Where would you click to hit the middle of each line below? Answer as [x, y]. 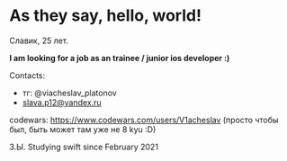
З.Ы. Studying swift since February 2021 [84, 147]
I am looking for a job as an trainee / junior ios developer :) [120, 58]
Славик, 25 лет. [39, 40]
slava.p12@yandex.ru [62, 102]
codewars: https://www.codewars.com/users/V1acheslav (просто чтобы [144, 120]
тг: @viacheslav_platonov [69, 93]
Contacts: [27, 75]
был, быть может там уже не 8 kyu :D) [83, 129]
